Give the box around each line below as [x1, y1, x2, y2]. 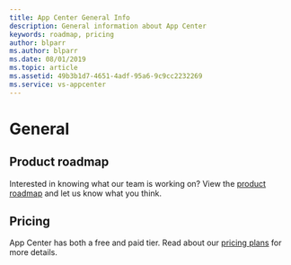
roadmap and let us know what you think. [9, 188, 163, 199]
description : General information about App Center [9, 22, 207, 31]
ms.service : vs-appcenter [9, 80, 106, 89]
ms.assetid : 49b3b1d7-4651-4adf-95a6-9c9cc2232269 [9, 72, 203, 81]
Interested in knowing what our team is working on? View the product [9, 178, 267, 189]
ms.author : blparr [9, 47, 78, 56]
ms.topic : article [9, 64, 78, 73]
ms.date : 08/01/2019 [9, 55, 87, 64]
